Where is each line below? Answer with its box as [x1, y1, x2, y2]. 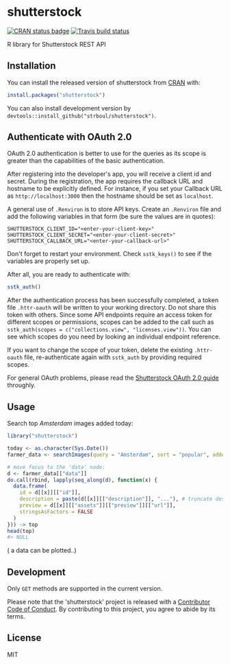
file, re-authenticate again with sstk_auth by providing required [23, 353, 202, 361]
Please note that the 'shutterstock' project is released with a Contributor [7, 598, 211, 606]
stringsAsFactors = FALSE [19, 508, 94, 515]
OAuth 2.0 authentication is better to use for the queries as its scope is [7, 149, 207, 158]
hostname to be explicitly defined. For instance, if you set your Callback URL [7, 185, 222, 193]
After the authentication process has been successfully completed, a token [7, 296, 219, 304]
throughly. [7, 381, 36, 389]
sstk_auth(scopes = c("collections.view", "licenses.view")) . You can [7, 325, 212, 334]
